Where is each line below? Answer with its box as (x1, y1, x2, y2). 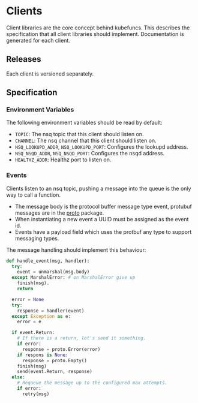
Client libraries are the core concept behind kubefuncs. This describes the (6, 24, 190, 31)
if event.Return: (11, 330, 55, 336)
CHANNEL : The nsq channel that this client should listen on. (14, 137, 157, 145)
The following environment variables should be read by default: (6, 119, 163, 127)
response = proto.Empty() (22, 357, 87, 363)
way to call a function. (6, 191, 61, 199)
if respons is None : (17, 352, 68, 358)
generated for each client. (6, 37, 71, 44)
